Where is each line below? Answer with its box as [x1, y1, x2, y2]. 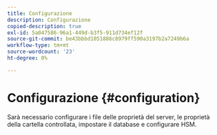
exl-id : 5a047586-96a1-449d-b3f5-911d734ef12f [7, 29, 143, 36]
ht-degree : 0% [7, 55, 48, 62]
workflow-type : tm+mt [7, 42, 70, 49]
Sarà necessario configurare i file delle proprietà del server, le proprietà [7, 112, 210, 121]
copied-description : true [7, 23, 81, 29]
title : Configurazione [7, 10, 72, 17]
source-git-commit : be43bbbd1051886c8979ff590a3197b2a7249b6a [7, 36, 189, 42]
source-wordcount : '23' [7, 49, 76, 56]
